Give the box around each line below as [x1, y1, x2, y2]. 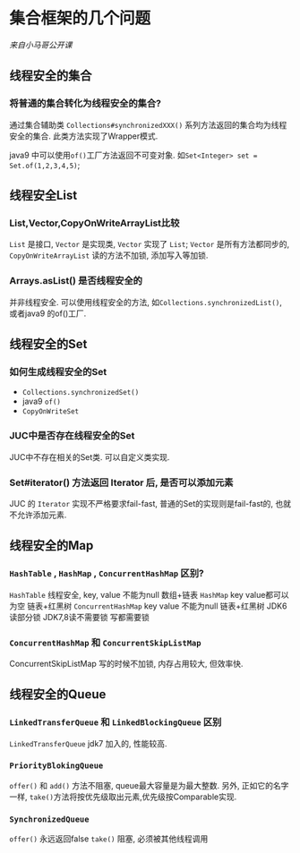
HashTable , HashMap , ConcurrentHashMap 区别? [9, 567, 204, 580]
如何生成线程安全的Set [9, 365, 107, 378]
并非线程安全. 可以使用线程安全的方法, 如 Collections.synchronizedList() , [9, 296, 282, 307]
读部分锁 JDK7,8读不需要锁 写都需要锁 [9, 611, 150, 622]
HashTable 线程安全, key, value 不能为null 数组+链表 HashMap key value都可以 [9, 589, 289, 600]
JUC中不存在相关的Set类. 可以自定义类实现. [9, 451, 170, 462]
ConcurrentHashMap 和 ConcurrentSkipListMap [9, 636, 201, 649]
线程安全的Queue [9, 687, 107, 703]
